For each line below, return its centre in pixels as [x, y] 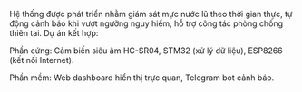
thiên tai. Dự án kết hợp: [54, 33]
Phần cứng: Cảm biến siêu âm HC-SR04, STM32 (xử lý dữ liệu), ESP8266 [146, 51]
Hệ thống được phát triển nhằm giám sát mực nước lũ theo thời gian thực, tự [151, 14]
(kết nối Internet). [42, 60]
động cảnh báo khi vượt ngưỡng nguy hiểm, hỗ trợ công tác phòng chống [146, 23]
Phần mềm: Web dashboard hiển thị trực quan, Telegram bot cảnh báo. [142, 78]
